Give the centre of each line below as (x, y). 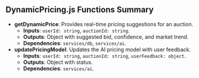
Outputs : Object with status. (58, 62)
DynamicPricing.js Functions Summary (80, 10)
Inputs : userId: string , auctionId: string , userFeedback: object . (104, 55)
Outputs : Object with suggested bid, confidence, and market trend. (106, 37)
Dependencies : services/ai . (58, 68)
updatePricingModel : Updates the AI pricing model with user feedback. (102, 49)
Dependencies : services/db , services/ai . (74, 43)
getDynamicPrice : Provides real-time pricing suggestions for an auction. (104, 24)
